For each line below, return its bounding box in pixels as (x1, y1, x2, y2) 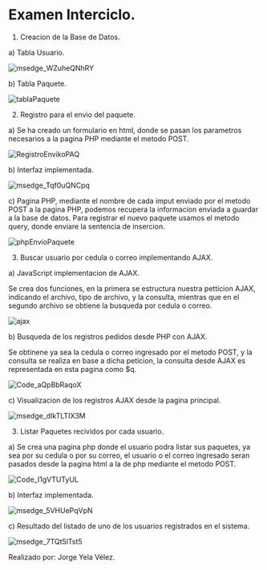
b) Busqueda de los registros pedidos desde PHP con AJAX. (8, 331, 208, 342)
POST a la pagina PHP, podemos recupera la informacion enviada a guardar (8, 204, 259, 214)
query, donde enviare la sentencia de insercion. (8, 221, 166, 231)
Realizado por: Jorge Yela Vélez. (8, 552, 115, 562)
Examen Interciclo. (8, 6, 136, 24)
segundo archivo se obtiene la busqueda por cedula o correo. (8, 301, 212, 310)
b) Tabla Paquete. (8, 79, 67, 88)
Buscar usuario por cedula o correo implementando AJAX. (19, 253, 213, 262)
